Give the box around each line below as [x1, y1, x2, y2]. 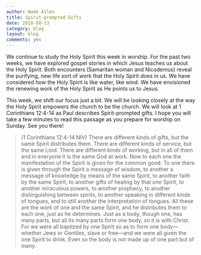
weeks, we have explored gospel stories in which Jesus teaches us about [6, 59, 188, 67]
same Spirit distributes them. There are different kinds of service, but [20, 140, 192, 147]
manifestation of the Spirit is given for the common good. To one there [20, 160, 195, 166]
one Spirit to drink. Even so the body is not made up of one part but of [20, 236, 194, 243]
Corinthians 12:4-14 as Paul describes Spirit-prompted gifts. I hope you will [6, 109, 191, 116]
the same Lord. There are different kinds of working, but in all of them [20, 146, 193, 154]
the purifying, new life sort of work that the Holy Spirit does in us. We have [6, 73, 191, 79]
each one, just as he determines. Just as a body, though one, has [20, 211, 183, 217]
